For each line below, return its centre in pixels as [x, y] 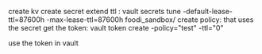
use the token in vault [44, 43]
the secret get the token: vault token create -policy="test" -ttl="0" [116, 28]
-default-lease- [207, 11]
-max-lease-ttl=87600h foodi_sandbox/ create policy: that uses [150, 20]
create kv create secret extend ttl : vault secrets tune [94, 11]
